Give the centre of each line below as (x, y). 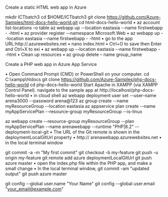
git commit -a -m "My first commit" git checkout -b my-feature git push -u (82, 152)
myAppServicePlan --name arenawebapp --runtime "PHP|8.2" (69, 126)
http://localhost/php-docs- (127, 90)
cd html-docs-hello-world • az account (120, 22)
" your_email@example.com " (35, 189)
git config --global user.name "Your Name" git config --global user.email (80, 184)
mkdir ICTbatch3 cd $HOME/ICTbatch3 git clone (56, 17)
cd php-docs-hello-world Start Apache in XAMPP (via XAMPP (94, 85)
